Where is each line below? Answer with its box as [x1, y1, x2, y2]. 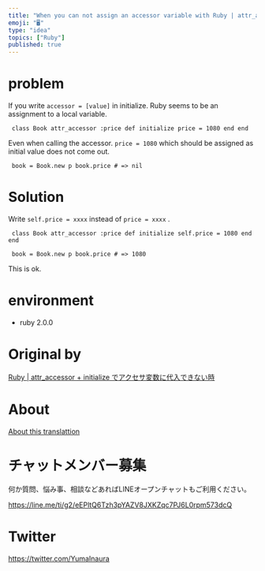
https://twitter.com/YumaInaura [8, 554, 110, 563]
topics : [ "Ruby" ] [8, 33, 65, 42]
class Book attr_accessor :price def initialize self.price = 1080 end [11, 230, 252, 237]
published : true [8, 41, 62, 49]
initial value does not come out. [8, 147, 110, 156]
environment [8, 292, 95, 310]
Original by [8, 345, 81, 364]
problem [8, 75, 65, 93]
